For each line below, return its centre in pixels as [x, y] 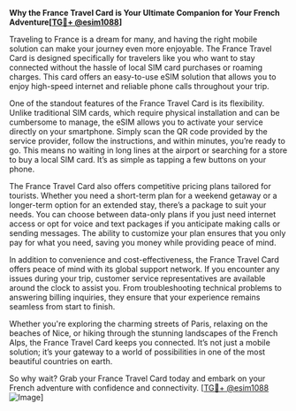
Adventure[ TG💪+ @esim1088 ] [65, 22]
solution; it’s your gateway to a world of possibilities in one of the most [137, 352]
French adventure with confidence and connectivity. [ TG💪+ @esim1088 [139, 388]
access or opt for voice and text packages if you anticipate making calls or [145, 224]
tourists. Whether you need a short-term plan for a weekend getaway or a [143, 195]
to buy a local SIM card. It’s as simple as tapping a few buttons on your [138, 160]
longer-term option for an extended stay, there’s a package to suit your [138, 205]
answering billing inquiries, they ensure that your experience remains [135, 297]
